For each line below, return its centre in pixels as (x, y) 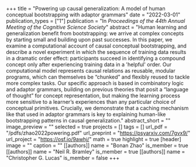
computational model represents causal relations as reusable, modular (91, 71)
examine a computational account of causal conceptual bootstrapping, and (97, 46)
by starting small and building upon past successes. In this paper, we (89, 40)
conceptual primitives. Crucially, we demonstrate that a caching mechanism (97, 108)
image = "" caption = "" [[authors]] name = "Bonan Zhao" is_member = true (97, 145)
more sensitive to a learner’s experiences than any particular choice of (91, 102)
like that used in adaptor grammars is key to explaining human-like (86, 114)
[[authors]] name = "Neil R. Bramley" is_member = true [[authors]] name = (96, 151)
